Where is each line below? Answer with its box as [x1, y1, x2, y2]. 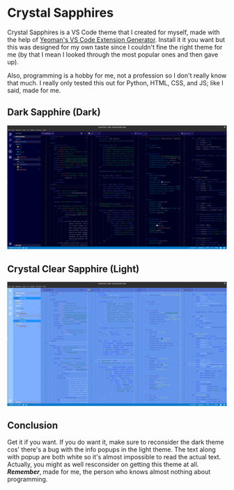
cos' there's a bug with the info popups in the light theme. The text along [7, 445, 216, 454]
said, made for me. [7, 86, 61, 94]
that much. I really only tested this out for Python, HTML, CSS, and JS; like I [7, 78, 224, 87]
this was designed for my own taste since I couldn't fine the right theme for [7, 43, 223, 51]
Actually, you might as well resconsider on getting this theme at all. [7, 460, 199, 469]
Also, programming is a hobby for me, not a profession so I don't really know [7, 71, 227, 80]
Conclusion [7, 419, 58, 431]
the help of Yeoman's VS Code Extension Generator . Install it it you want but [7, 35, 225, 43]
